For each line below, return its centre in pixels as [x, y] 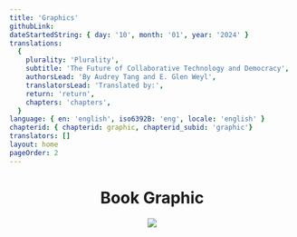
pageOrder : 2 [34, 153]
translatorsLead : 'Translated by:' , [95, 85]
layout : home [34, 144]
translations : [36, 43]
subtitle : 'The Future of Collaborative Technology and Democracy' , [158, 69]
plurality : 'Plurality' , [72, 60]
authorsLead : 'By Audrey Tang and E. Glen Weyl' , [121, 77]
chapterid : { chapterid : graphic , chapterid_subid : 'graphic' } [131, 128]
